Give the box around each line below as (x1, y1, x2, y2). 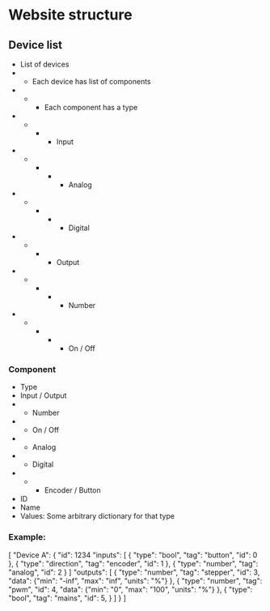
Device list (8, 38, 63, 52)
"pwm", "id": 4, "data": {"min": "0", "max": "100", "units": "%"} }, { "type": (8, 584, 253, 594)
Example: (8, 532, 46, 543)
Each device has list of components (32, 77, 151, 86)
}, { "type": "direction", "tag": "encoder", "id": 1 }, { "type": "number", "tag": (8, 558, 259, 568)
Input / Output (19, 391, 67, 400)
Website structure (8, 6, 133, 24)
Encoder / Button (44, 485, 101, 495)
